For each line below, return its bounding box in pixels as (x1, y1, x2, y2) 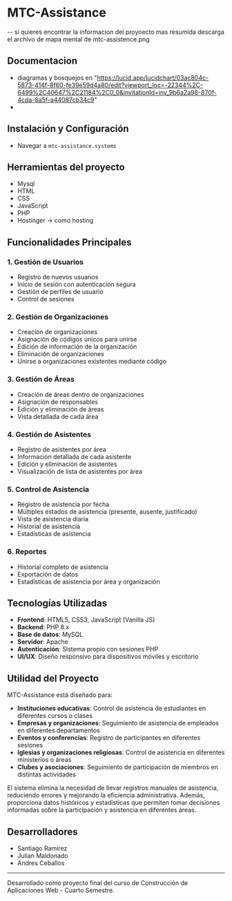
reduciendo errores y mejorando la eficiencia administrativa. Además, (7, 791, 206, 799)
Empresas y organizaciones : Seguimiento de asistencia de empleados (17, 719, 220, 727)
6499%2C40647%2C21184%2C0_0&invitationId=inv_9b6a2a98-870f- (17, 88, 217, 96)
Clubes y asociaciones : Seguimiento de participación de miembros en (17, 763, 219, 772)
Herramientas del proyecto (7, 161, 126, 173)
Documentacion (7, 55, 78, 67)
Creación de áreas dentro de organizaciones (17, 390, 144, 398)
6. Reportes (7, 547, 47, 557)
